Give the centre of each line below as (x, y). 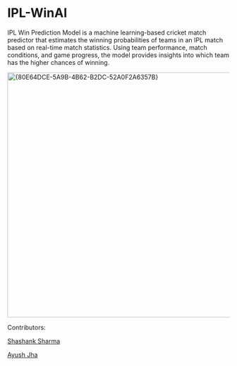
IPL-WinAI (37, 13)
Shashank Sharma (34, 341)
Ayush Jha (23, 355)
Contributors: (26, 327)
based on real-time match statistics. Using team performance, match (108, 47)
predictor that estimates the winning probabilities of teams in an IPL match (115, 39)
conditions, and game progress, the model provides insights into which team (119, 55)
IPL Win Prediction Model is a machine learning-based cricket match (107, 32)
